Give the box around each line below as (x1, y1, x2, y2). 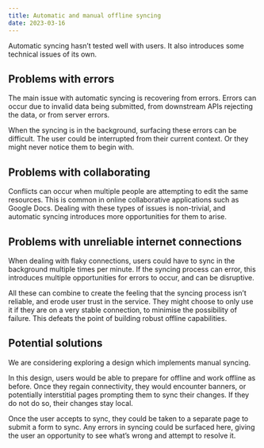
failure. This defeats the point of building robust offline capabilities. (8, 313, 228, 322)
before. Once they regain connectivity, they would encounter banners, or (8, 381, 247, 391)
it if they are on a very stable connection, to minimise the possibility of (8, 305, 238, 315)
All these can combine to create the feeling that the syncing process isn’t (8, 288, 247, 298)
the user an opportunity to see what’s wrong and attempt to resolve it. (8, 431, 236, 440)
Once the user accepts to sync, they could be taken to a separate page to (8, 414, 249, 423)
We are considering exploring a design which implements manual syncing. (8, 357, 251, 367)
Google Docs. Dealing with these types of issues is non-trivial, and (8, 203, 226, 213)
